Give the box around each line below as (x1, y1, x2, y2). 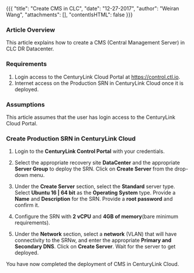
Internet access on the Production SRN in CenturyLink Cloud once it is (14, 79, 184, 87)
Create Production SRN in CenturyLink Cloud (6, 134, 136, 142)
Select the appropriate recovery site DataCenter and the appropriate (14, 159, 180, 166)
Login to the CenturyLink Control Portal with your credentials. (14, 148, 165, 155)
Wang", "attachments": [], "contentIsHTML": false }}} (6, 11, 133, 18)
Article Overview (6, 26, 56, 34)
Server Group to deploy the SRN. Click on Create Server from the (14, 165, 174, 172)
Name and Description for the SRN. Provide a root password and (14, 196, 173, 203)
